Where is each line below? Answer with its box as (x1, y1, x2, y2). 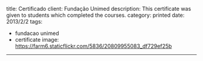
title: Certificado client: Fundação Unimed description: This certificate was (6, 5, 192, 12)
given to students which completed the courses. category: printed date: (6, 11, 185, 19)
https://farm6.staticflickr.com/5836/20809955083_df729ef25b (14, 42, 172, 50)
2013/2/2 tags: (6, 18, 43, 25)
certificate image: (14, 36, 59, 43)
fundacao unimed (14, 30, 59, 37)
